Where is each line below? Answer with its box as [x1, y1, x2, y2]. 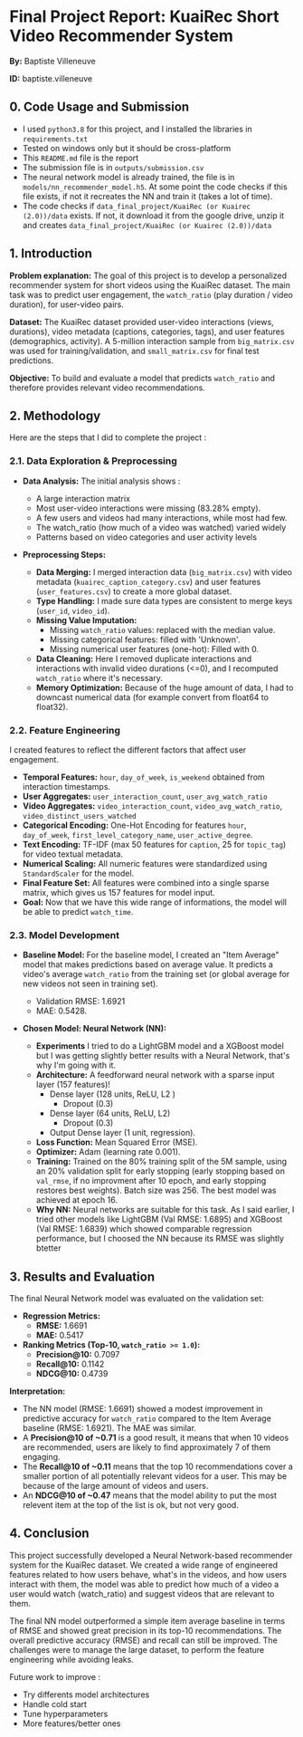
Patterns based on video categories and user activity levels [35, 532, 258, 542]
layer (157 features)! [35, 1080, 111, 1090]
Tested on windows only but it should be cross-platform [22, 142, 232, 153]
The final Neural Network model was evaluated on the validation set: [9, 1293, 264, 1304]
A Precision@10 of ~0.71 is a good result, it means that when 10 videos [22, 1433, 289, 1444]
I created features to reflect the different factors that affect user [9, 744, 247, 755]
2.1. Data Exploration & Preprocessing [9, 455, 178, 467]
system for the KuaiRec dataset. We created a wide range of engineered [9, 1559, 279, 1570]
